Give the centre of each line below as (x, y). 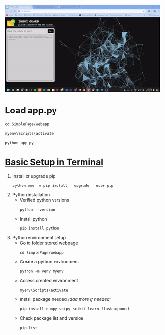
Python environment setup (39, 237)
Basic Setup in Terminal (54, 162)
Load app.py (31, 111)
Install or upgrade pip (34, 176)
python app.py (20, 143)
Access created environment (49, 280)
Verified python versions (44, 200)
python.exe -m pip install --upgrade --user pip (63, 186)
